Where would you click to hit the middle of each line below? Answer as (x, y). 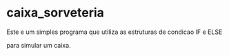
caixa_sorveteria (56, 13)
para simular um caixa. (39, 45)
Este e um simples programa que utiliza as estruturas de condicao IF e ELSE (114, 32)
